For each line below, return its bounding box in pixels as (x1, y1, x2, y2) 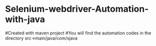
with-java (5, 14, 46, 25)
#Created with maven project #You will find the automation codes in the (5, 30, 152, 36)
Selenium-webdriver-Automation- (5, 3, 149, 15)
